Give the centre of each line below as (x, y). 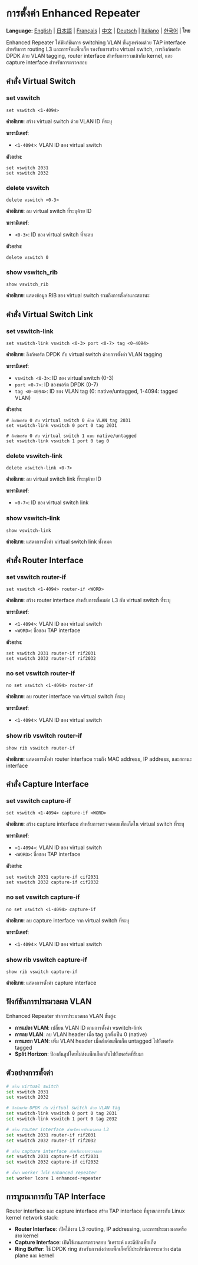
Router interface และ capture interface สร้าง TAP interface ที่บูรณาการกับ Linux (95, 1211)
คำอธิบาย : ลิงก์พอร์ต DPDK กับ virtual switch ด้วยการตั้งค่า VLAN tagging (84, 354)
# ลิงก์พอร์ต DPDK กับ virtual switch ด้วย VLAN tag (63, 1108)
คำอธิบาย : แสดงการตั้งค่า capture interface (51, 983)
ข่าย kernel (27, 1236)
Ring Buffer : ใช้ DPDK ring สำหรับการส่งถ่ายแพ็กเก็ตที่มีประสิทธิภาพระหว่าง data (98, 1248)
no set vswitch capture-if (43, 897)
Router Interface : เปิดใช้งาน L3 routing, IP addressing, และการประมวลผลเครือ (100, 1229)
